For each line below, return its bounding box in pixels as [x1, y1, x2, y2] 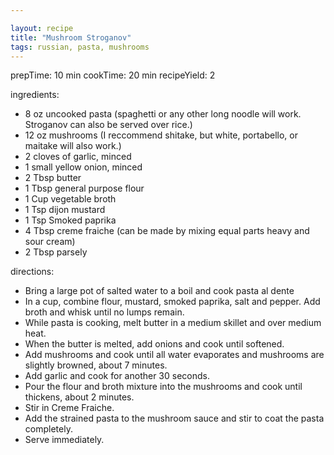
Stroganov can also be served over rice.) [24, 119, 193, 131]
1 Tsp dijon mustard [24, 204, 106, 216]
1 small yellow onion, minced [24, 161, 143, 173]
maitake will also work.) [24, 140, 122, 152]
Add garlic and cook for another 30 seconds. [24, 370, 210, 382]
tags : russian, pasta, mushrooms [10, 42, 150, 52]
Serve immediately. [24, 434, 105, 446]
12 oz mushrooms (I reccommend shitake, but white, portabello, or [24, 129, 298, 141]
